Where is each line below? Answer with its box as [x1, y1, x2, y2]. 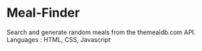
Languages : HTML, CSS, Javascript [6, 35, 111, 43]
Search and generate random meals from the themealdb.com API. [6, 28, 196, 36]
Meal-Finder [6, 5, 80, 21]
